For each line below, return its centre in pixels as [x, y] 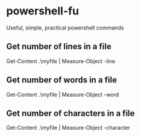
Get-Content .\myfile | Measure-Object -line [61, 61]
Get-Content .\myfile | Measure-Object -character [68, 128]
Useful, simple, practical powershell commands [65, 28]
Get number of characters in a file [70, 113]
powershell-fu [43, 11]
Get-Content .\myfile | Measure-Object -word [63, 94]
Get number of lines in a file [59, 47]
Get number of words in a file [62, 80]
